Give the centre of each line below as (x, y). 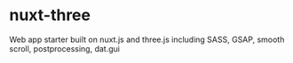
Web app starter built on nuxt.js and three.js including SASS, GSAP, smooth (147, 39)
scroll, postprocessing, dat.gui (64, 48)
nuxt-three (50, 15)
